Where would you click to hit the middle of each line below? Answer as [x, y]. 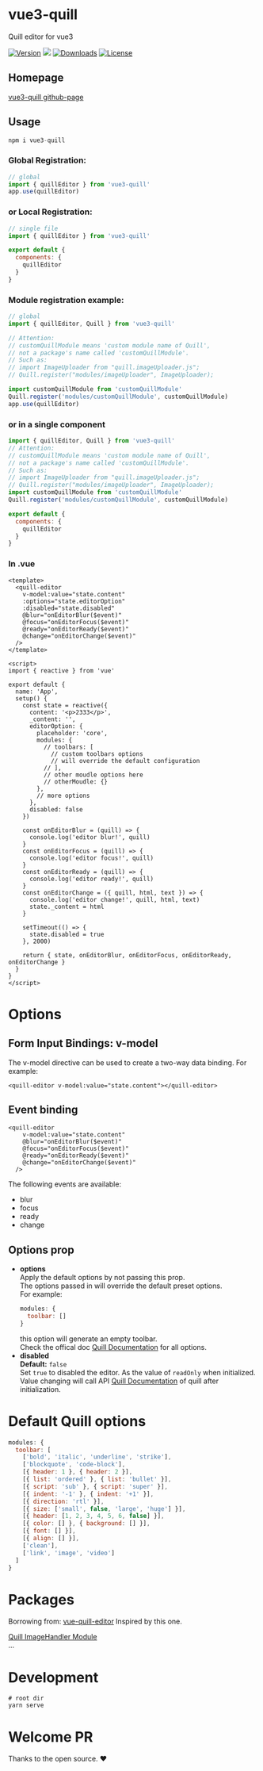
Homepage [36, 78]
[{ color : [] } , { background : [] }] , [86, 1524]
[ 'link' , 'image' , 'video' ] [69, 1553]
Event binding [43, 1109]
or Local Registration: [50, 212]
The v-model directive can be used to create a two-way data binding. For [128, 1062]
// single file [33, 228]
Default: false [43, 1364]
